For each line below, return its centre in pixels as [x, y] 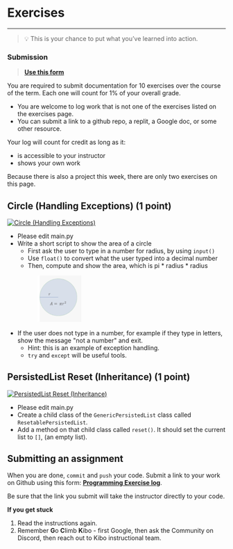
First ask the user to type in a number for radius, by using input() [121, 251]
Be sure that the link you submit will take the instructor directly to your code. [116, 496]
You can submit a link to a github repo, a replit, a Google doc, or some [117, 121]
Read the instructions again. [57, 523]
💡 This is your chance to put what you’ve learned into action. [111, 38]
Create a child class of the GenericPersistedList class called [104, 415]
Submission [28, 57]
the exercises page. [45, 114]
